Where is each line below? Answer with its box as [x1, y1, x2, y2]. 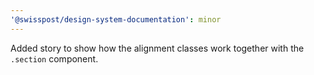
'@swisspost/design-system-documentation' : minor [10, 14, 222, 25]
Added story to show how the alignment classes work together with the [10, 42, 305, 54]
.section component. [10, 52, 99, 65]
